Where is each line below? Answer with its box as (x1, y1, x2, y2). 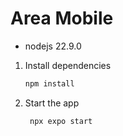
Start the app (24, 97, 80, 109)
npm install (24, 78, 75, 89)
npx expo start (29, 116, 93, 126)
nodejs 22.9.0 (24, 40, 82, 52)
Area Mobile (10, 7, 114, 30)
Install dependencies (24, 59, 112, 71)
